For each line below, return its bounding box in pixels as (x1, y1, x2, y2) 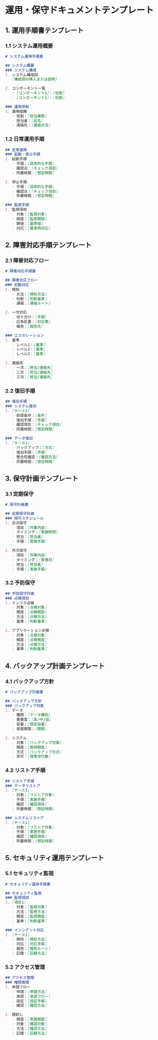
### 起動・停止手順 (5, 152, 40, 157)
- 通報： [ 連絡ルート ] (11, 301, 51, 306)
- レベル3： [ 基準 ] (11, 351, 46, 356)
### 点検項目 (5, 595, 29, 600)
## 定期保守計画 (5, 511, 34, 516)
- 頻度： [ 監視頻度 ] (11, 913, 47, 919)
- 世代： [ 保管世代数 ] (11, 754, 51, 759)
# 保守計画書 (5, 502, 28, 507)
